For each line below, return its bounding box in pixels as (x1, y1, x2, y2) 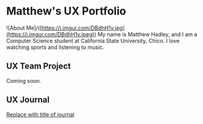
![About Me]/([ (6, 24, 42, 31)
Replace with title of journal (6, 111, 75, 118)
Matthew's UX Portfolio (6, 4, 126, 18)
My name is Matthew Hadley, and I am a (98, 30, 198, 38)
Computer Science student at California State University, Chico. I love (6, 37, 180, 44)
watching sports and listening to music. (6, 44, 104, 51)
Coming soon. (6, 77, 41, 84)
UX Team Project (6, 61, 72, 71)
